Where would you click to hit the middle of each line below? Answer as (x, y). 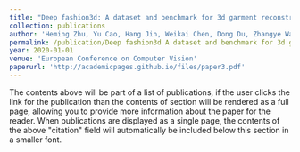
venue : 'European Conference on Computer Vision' (104, 59)
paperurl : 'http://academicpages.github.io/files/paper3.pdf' (127, 68)
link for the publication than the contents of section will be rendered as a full (149, 101)
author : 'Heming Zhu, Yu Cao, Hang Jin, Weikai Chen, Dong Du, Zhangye (145, 34)
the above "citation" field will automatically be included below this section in (149, 130)
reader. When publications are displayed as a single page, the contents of (145, 120)
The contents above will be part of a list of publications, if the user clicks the (150, 92)
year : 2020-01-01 (42, 51)
